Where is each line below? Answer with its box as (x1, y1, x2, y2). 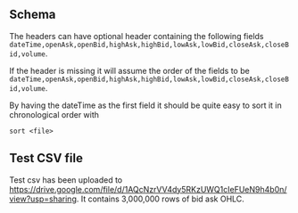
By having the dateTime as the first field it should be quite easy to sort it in (9, 100, 283, 111)
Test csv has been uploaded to (9, 174, 123, 185)
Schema (9, 7, 56, 22)
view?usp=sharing (9, 193, 78, 204)
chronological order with (9, 109, 100, 119)
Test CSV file (9, 151, 83, 166)
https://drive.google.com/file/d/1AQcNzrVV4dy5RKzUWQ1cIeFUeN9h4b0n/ (9, 184, 287, 194)
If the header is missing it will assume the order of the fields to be (9, 65, 250, 76)
